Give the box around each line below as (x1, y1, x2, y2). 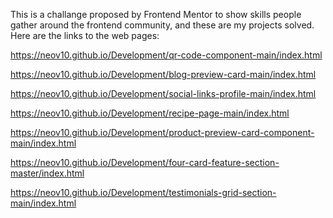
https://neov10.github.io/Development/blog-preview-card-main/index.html (10, 69, 317, 80)
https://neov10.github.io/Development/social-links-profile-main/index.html (10, 88, 317, 99)
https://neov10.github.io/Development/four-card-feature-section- (10, 157, 280, 168)
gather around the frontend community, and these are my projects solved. (10, 19, 315, 31)
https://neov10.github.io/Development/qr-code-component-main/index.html (10, 49, 323, 61)
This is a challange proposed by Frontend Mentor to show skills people (10, 9, 302, 20)
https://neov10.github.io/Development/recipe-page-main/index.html (10, 107, 290, 119)
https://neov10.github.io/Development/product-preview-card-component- (10, 127, 315, 138)
